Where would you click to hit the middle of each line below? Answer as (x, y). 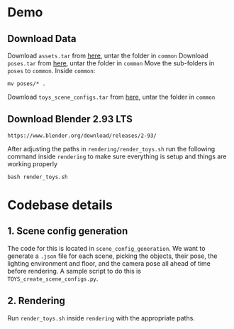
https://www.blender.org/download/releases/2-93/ (82, 136)
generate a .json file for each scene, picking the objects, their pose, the (112, 256)
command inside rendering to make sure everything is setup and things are (117, 156)
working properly (33, 163)
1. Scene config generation (68, 231)
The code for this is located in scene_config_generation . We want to (106, 248)
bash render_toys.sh (38, 177)
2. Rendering (37, 301)
